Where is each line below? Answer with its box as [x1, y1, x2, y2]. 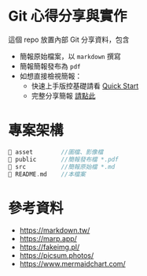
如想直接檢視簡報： [19, 71, 83, 80]
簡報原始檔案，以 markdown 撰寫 [19, 51, 121, 61]
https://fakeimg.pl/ [19, 242, 80, 252]
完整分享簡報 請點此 [31, 91, 96, 100]
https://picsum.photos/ [19, 251, 94, 260]
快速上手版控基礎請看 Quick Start [31, 80, 139, 91]
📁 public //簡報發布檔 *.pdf [8, 155, 119, 163]
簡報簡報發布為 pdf [19, 61, 81, 71]
